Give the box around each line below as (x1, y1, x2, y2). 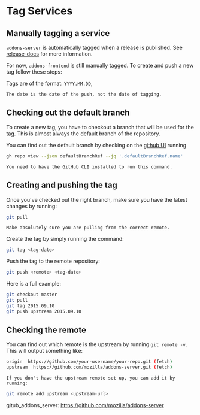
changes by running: (6, 202, 57, 210)
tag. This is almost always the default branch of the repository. (6, 130, 160, 137)
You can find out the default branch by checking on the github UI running (6, 141, 187, 149)
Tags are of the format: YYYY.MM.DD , (6, 80, 93, 87)
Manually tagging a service (6, 28, 110, 38)
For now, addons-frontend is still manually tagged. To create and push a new (6, 62, 194, 69)
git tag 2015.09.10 (6, 302, 55, 309)
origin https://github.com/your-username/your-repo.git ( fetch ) (6, 359, 172, 365)
